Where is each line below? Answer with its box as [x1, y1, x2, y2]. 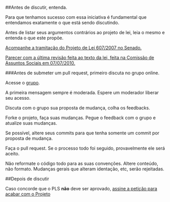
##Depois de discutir [5, 176, 49, 182]
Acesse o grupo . [5, 80, 40, 85]
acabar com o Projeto [5, 191, 51, 197]
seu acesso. [5, 95, 31, 101]
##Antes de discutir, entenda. [5, 5, 68, 10]
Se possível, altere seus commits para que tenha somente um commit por [5, 130, 159, 136]
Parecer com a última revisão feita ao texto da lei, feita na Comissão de [5, 54, 154, 61]
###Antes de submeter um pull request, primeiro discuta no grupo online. [5, 70, 160, 76]
